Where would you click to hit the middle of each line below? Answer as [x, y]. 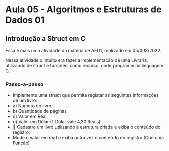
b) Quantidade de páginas [40, 111]
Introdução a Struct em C [45, 39]
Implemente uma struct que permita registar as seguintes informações [86, 95]
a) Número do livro [32, 106]
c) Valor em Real [30, 116]
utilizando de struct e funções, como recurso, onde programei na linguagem [84, 66]
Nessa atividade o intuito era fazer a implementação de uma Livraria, [77, 60]
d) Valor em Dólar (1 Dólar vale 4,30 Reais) [57, 122]
